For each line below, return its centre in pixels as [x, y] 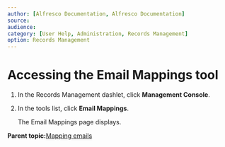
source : [19, 20]
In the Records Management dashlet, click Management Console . [114, 95]
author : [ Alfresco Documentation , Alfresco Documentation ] [96, 14]
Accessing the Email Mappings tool [113, 75]
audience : [22, 27]
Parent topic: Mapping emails [50, 136]
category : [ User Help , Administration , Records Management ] [98, 34]
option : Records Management [49, 40]
